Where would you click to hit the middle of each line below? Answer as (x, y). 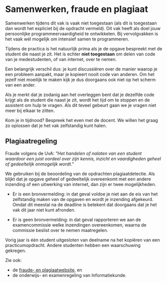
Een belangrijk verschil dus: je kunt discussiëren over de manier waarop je (82, 69)
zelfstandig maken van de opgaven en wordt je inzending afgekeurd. (83, 199)
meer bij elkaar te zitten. (30, 110)
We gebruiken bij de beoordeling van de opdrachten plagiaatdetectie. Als (80, 173)
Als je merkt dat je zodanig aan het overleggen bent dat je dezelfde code (80, 94)
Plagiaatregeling (31, 141)
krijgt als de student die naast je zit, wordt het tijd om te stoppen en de (78, 100)
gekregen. (16, 250)
